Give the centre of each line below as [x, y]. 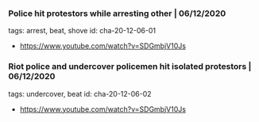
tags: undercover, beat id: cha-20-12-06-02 [80, 93]
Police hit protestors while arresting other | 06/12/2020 [117, 13]
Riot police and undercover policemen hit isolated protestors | [130, 67]
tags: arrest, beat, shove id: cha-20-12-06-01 [82, 31]
